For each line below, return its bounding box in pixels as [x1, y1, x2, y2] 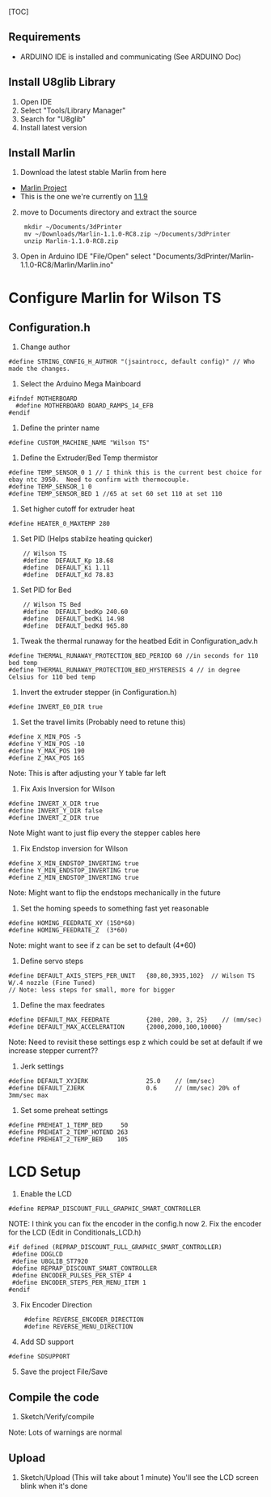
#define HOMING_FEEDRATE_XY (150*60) [8, 919, 136, 928]
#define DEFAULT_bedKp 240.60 [23, 608, 129, 616]
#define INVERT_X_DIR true [8, 800, 100, 808]
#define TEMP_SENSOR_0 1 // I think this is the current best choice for [8, 469, 263, 477]
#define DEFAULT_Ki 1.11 [23, 564, 111, 572]
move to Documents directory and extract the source [19, 207, 197, 217]
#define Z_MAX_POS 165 [8, 754, 85, 762]
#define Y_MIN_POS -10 [8, 740, 85, 748]
